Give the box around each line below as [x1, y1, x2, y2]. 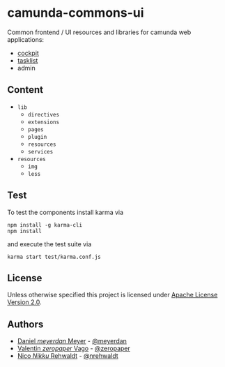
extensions [27, 119, 60, 126]
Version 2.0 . [7, 298, 42, 306]
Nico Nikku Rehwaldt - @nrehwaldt [17, 352, 118, 360]
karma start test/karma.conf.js [7, 253, 101, 260]
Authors [7, 318, 44, 330]
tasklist [17, 56, 38, 64]
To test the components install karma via [7, 208, 124, 216]
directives [27, 111, 60, 118]
